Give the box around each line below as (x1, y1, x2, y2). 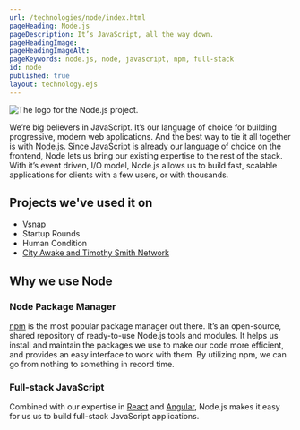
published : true (9, 72, 70, 81)
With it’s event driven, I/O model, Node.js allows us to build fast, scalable (9, 159, 278, 170)
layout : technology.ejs (9, 80, 99, 89)
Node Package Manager (9, 300, 116, 313)
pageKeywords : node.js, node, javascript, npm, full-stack (9, 55, 235, 64)
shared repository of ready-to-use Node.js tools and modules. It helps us (9, 331, 279, 341)
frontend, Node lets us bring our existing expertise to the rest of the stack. (9, 150, 284, 161)
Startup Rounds (21, 228, 81, 239)
